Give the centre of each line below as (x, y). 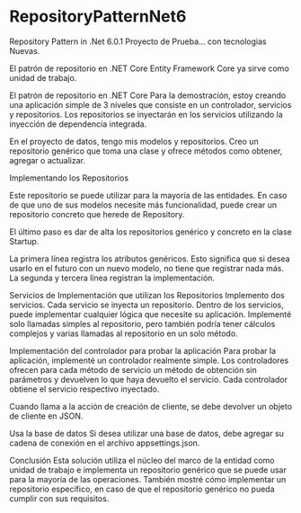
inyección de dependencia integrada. (78, 124)
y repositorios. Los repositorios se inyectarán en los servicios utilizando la (146, 114)
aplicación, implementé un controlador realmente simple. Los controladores (149, 360)
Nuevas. (25, 50)
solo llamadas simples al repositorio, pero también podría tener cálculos (142, 323)
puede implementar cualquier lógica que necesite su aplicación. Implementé (150, 314)
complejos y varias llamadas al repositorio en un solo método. (124, 333)
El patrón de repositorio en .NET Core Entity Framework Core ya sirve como (149, 68)
